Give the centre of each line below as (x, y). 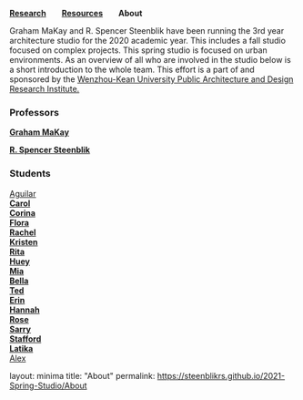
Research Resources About (76, 13)
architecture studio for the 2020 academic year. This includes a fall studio (148, 41)
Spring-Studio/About (49, 385)
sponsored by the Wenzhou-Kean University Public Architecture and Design (151, 79)
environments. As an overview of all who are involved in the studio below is (150, 60)
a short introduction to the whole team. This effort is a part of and (132, 69)
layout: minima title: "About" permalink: (82, 375)
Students (30, 174)
